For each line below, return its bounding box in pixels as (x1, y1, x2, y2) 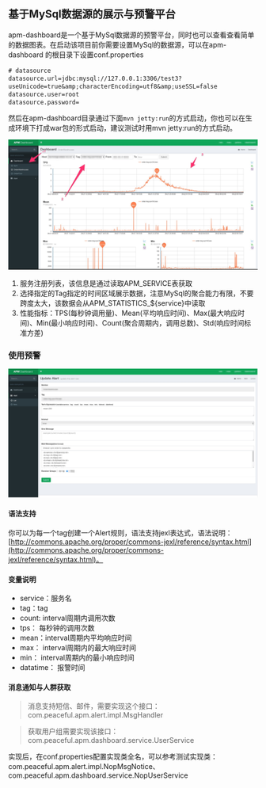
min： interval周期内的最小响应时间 (19, 653, 135, 663)
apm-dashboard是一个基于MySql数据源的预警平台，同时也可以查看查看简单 (8, 30, 255, 40)
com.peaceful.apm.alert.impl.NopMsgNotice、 (8, 762, 160, 771)
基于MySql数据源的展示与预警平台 (8, 7, 177, 21)
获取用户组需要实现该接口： (27, 727, 119, 737)
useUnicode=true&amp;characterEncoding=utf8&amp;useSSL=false (8, 82, 218, 90)
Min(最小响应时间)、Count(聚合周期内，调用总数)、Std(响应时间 (36, 318, 245, 327)
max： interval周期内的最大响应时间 (19, 643, 137, 653)
